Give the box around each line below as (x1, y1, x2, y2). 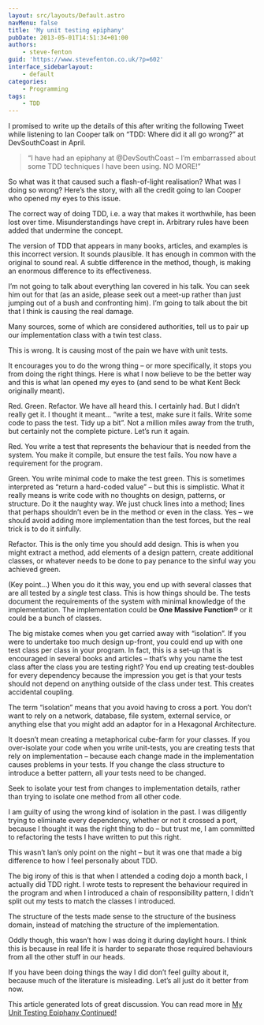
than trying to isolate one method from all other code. (8, 792, 181, 802)
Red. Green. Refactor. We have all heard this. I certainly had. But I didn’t (8, 402, 240, 411)
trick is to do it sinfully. (8, 524, 81, 533)
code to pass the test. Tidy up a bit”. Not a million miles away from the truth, (8, 418, 255, 428)
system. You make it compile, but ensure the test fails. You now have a (8, 451, 237, 460)
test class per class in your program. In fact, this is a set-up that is (8, 645, 222, 655)
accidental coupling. (8, 687, 75, 697)
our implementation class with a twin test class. (8, 331, 162, 340)
